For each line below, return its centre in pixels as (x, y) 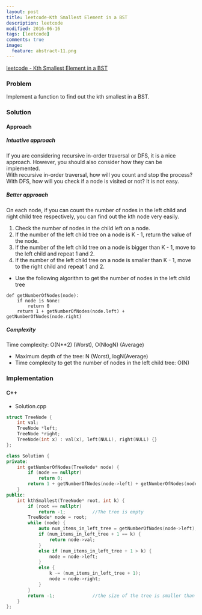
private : (17, 461)
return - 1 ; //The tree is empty (91, 512)
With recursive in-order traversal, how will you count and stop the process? (99, 174)
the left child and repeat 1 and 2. (55, 254)
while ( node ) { (47, 523)
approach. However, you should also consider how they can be (84, 162)
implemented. (23, 168)
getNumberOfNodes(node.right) (44, 316)
